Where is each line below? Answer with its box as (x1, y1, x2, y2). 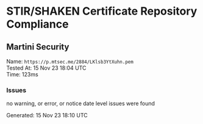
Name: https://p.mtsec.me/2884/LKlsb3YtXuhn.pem (6, 58, 134, 65)
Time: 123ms (6, 71, 38, 78)
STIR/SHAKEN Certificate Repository (6, 4, 198, 18)
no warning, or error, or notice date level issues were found (6, 100, 155, 108)
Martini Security (6, 42, 69, 52)
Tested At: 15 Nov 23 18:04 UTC (6, 64, 87, 71)
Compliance (6, 17, 69, 31)
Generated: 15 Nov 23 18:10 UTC (6, 112, 88, 119)
